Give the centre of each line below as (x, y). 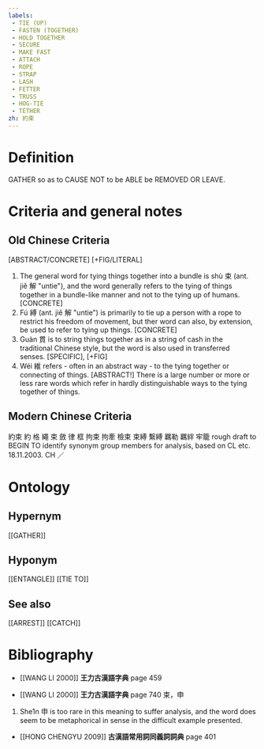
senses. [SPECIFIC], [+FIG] (63, 356)
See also (30, 604)
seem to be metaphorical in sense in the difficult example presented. (131, 721)
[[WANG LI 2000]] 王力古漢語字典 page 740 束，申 (102, 695)
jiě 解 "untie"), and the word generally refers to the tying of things (126, 286)
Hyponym (33, 560)
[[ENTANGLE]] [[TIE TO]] (48, 579)
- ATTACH (26, 60)
